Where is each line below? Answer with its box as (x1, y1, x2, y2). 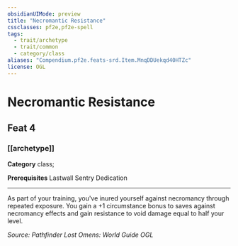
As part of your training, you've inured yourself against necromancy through (7, 193, 229, 203)
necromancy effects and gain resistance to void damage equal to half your (7, 209, 225, 218)
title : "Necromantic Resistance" (7, 17, 106, 24)
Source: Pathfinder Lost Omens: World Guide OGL (7, 230, 154, 239)
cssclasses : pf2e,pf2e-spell (7, 23, 93, 31)
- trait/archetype (13, 37, 69, 44)
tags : (7, 30, 23, 38)
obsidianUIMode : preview (7, 10, 81, 18)
